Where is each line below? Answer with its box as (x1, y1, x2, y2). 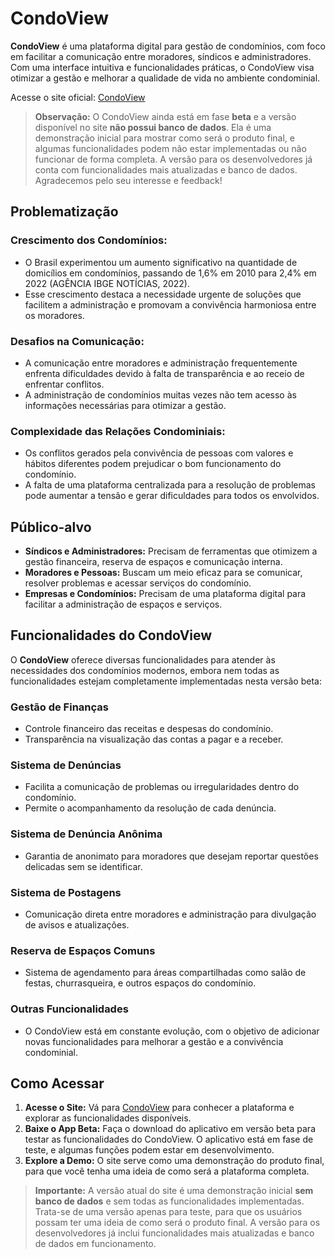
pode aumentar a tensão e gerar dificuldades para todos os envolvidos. (24, 490, 320, 502)
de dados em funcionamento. (34, 1238, 157, 1250)
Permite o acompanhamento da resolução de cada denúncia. (24, 802, 277, 814)
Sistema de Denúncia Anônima (10, 827, 163, 841)
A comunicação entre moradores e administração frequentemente (24, 357, 298, 369)
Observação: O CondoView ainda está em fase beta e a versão (34, 110, 297, 122)
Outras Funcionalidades (10, 1002, 129, 1016)
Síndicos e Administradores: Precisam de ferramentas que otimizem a (24, 545, 318, 557)
